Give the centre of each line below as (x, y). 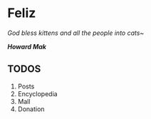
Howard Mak (27, 46)
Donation (31, 109)
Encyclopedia (38, 93)
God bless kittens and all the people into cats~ (76, 33)
